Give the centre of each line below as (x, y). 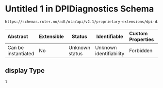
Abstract (18, 36)
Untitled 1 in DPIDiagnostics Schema (80, 9)
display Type (25, 71)
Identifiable (110, 36)
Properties (142, 39)
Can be (16, 48)
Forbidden (141, 50)
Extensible (51, 36)
